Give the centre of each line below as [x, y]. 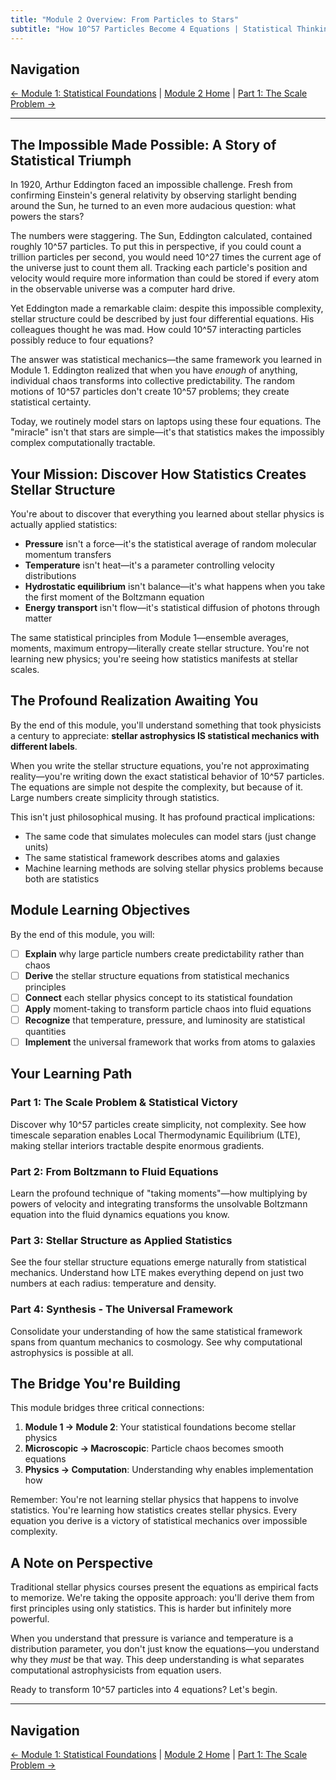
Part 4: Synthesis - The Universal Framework [121, 1309]
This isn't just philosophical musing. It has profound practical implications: [163, 817]
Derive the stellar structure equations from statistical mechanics [157, 975]
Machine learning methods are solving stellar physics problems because [174, 868]
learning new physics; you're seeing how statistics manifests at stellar [154, 658]
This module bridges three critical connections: [107, 1408]
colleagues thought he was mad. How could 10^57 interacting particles [156, 330]
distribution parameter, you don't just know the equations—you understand [165, 1649]
